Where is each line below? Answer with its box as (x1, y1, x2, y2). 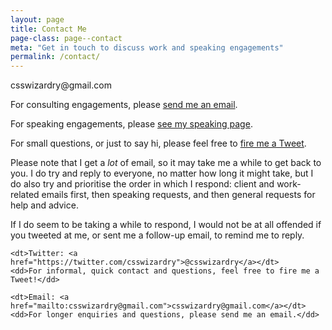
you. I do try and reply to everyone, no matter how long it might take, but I (10, 167, 314, 180)
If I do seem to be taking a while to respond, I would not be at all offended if (10, 219, 322, 231)
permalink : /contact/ (10, 52, 101, 62)
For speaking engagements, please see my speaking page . (10, 118, 253, 130)
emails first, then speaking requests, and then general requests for (41, 189, 316, 201)
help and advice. (10, 199, 79, 211)
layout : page (10, 14, 65, 25)
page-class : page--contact (10, 33, 123, 43)
